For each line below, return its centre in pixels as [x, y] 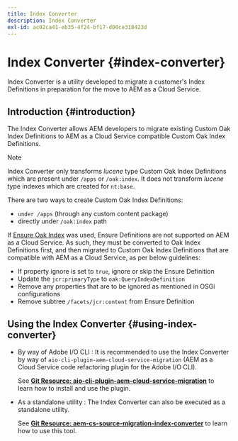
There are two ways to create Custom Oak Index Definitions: [95, 200]
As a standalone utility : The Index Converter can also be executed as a [121, 402]
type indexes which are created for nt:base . [71, 186]
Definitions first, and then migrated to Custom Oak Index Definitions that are [118, 250]
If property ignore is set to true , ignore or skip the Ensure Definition [116, 272]
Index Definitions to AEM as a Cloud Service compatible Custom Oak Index [117, 136]
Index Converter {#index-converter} [116, 62]
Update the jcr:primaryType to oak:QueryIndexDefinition [101, 279]
